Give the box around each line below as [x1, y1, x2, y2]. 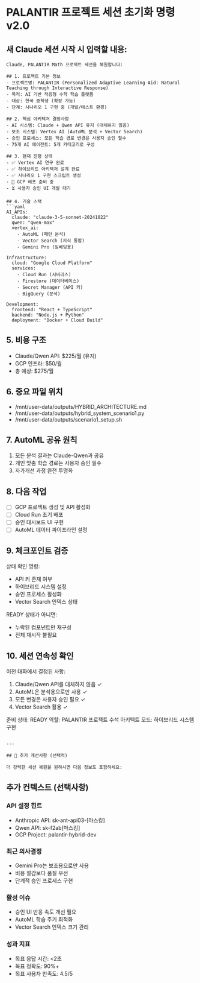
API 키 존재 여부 [14, 575, 53, 583]
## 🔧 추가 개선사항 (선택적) [6, 753, 68, 759]
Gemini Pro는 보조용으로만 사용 [14, 862, 89, 869]
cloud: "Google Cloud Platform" [11, 260, 93, 266]
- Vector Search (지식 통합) [17, 238, 85, 244]
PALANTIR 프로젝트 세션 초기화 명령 [6, 5, 175, 19]
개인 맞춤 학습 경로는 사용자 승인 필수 [14, 460, 102, 467]
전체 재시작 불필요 [14, 631, 57, 639]
